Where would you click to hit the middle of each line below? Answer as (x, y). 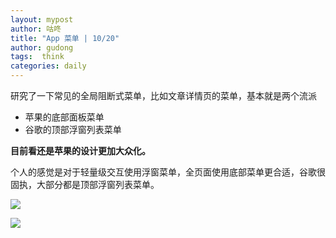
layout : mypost (42, 19)
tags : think (37, 57)
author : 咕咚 (36, 29)
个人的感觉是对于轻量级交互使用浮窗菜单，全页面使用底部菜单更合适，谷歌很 (168, 172)
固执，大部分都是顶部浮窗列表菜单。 (85, 184)
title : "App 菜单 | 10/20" (65, 38)
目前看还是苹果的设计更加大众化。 (80, 150)
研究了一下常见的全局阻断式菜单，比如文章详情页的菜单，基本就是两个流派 (163, 95)
